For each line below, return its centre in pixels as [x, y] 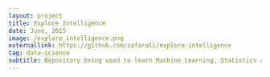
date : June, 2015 [37, 30]
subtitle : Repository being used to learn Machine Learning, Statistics [133, 61]
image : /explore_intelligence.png [66, 38]
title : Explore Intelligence [57, 23]
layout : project [35, 16]
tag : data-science [39, 53]
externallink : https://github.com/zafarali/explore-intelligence [120, 46]
